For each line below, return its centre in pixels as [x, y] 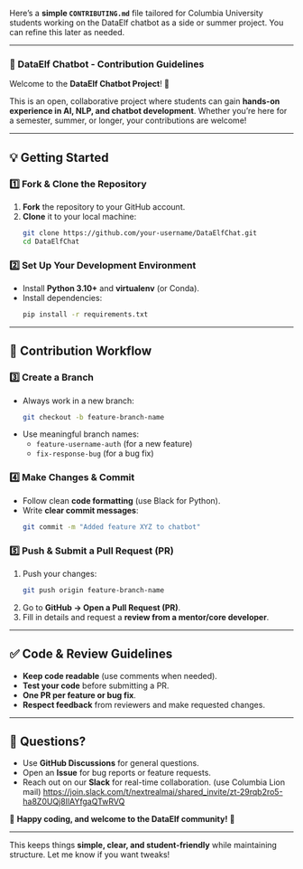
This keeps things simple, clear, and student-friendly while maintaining [143, 845]
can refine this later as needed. [67, 32]
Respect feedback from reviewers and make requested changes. [144, 704]
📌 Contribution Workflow [81, 351]
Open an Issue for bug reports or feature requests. [117, 773]
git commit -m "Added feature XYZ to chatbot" [111, 527]
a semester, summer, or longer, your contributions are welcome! [128, 120]
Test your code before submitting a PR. [96, 685]
